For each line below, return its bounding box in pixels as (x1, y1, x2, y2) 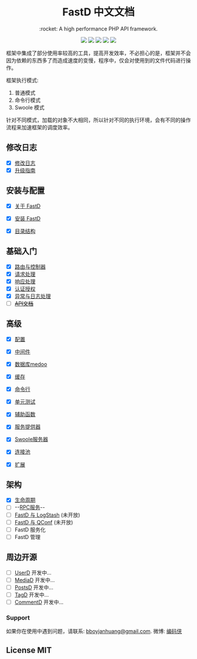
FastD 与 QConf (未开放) (14, 518, 73, 525)
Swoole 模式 (14, 104, 45, 111)
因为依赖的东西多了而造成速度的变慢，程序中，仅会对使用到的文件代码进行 (6, 56, 186, 64)
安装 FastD (14, 215, 41, 222)
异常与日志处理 (14, 292, 51, 299)
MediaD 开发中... (14, 576, 55, 583)
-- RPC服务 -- (14, 504, 45, 511)
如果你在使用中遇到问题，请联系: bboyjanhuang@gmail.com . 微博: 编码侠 (6, 628, 182, 635)
